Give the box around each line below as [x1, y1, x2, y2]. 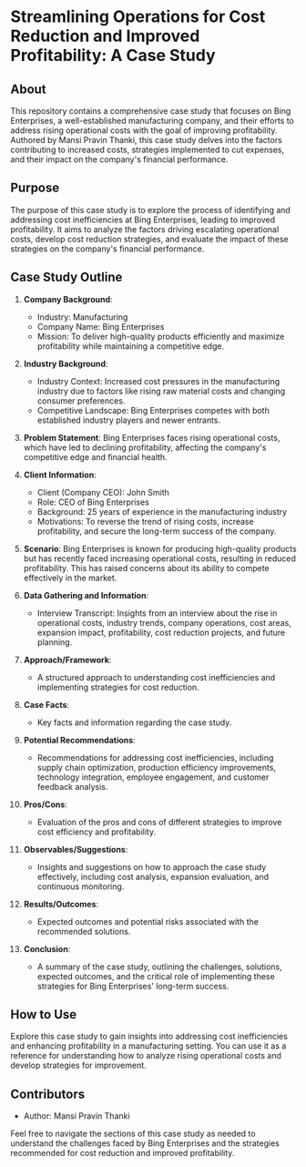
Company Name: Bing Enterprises [36, 321, 165, 332]
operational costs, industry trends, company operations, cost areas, [36, 617, 292, 628]
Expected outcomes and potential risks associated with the [36, 916, 259, 926]
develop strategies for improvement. [10, 1060, 147, 1071]
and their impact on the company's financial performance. [10, 154, 229, 165]
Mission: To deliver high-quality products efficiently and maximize [36, 331, 285, 342]
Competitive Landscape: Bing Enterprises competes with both [36, 404, 270, 415]
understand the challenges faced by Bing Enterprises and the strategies [10, 1138, 280, 1149]
